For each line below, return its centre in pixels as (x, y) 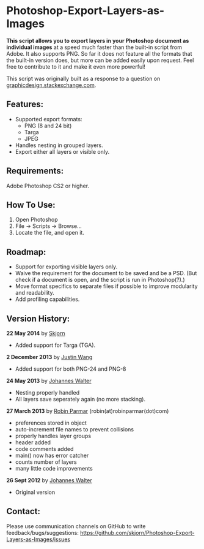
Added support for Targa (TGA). (55, 345)
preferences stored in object (51, 423)
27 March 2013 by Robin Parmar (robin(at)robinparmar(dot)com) (88, 411)
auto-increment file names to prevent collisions (75, 429)
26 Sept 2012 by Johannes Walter (49, 480)
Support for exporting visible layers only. (66, 267)
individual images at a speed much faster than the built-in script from (94, 47)
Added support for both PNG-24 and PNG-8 (71, 369)
